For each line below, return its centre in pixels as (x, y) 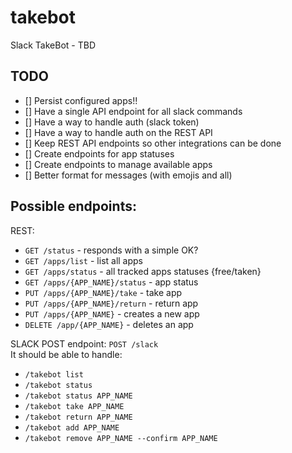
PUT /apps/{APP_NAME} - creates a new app (112, 313)
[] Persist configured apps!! (81, 100)
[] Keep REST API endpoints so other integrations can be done (153, 143)
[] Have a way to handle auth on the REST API (118, 132)
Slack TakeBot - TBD (53, 45)
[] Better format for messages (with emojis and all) (128, 175)
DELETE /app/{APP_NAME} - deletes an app (109, 324)
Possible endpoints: (73, 206)
